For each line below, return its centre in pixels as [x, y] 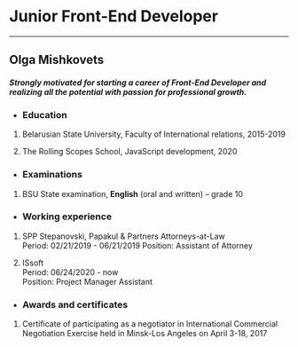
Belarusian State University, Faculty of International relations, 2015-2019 [154, 134]
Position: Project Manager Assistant [87, 281]
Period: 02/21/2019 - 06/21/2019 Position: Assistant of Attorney [137, 245]
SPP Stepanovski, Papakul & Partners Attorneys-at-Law [123, 236]
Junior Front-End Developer [114, 16]
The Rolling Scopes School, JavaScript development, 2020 [129, 152]
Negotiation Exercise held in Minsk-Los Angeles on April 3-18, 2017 [145, 334]
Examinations [52, 175]
